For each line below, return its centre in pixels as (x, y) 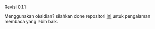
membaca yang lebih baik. (32, 22)
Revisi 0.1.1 (15, 7)
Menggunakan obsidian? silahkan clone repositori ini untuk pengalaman (77, 16)
